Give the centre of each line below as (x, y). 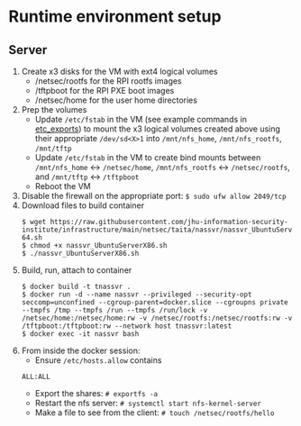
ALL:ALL (36, 376)
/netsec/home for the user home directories (116, 100)
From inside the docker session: (81, 350)
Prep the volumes (54, 109)
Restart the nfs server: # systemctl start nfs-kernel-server (148, 403)
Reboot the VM (63, 186)
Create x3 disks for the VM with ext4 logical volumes (119, 71)
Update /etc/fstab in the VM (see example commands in (141, 119)
